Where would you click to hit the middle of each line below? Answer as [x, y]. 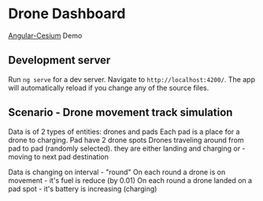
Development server [59, 60]
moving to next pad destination [58, 156]
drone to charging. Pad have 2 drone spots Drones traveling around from [126, 140]
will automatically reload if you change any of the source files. [109, 87]
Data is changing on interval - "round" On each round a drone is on [117, 172]
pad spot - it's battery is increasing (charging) [83, 188]
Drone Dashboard [67, 14]
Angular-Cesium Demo [45, 35]
